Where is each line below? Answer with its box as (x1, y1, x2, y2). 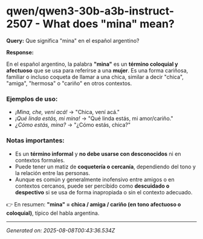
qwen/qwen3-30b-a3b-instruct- (6, 4, 175, 18)
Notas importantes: (6, 136, 65, 145)
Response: (6, 48, 34, 56)
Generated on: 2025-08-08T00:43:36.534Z (6, 226, 115, 234)
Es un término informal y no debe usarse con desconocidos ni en (14, 150, 181, 158)
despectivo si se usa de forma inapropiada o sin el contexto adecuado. (14, 188, 193, 196)
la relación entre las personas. (14, 169, 91, 176)
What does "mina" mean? (42, 17, 175, 31)
